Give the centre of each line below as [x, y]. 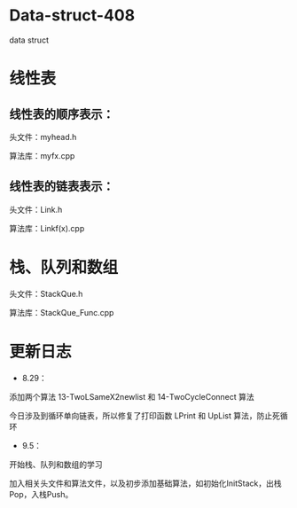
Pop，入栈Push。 [41, 494]
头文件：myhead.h [43, 137]
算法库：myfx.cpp [42, 155]
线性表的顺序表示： [62, 114]
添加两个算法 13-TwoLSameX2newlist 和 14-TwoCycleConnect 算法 [132, 396]
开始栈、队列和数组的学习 [56, 464]
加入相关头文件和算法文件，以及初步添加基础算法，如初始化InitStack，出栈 [145, 483]
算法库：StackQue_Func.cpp [62, 312]
